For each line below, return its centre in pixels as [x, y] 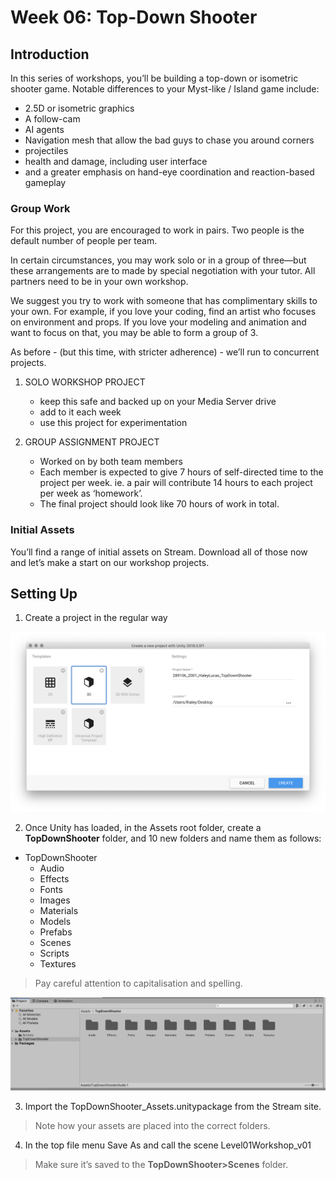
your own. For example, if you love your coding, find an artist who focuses [163, 312]
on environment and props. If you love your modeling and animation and [158, 322]
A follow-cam [52, 119]
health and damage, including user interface [116, 161]
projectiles [46, 150]
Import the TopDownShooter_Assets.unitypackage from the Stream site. [173, 1106]
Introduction [50, 54]
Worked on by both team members [111, 462]
